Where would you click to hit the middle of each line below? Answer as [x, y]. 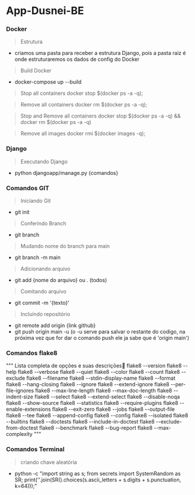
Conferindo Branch [43, 224]
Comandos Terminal [35, 449]
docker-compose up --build [48, 82]
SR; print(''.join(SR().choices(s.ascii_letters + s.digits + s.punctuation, [98, 479]
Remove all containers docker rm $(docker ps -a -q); [84, 105]
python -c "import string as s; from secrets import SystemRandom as [97, 473]
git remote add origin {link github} [55, 325]
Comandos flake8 [32, 353]
